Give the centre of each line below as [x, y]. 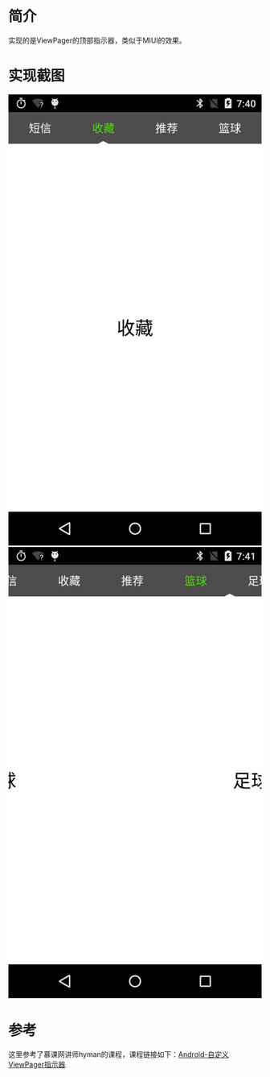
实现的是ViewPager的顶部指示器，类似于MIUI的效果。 [97, 40]
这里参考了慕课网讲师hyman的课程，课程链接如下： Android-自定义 [119, 1054]
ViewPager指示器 [37, 1064]
